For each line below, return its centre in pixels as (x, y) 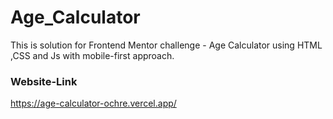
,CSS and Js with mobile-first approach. (92, 55)
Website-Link (44, 81)
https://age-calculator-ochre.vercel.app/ (93, 103)
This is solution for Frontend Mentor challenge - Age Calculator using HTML (166, 45)
